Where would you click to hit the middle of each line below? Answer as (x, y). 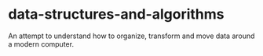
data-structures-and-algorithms (117, 14)
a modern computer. (41, 44)
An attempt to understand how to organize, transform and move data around (131, 36)
